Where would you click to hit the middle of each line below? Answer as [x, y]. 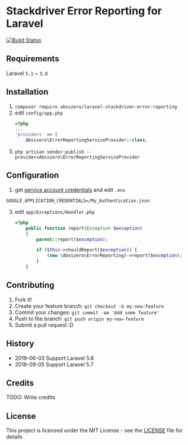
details [14, 437]
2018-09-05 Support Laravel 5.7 [54, 364]
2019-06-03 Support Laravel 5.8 [54, 358]
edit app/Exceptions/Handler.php [55, 211]
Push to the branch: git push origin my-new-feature [79, 318]
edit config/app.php [39, 113]
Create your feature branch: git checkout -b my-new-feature [89, 306]
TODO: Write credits [31, 397]
